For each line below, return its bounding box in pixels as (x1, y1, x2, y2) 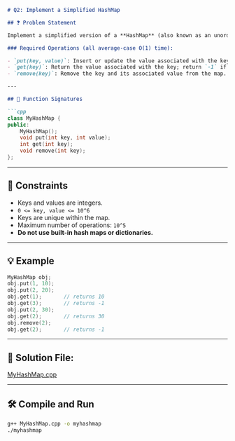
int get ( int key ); (20, 141, 73, 148)
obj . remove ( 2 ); (7, 319, 52, 326)
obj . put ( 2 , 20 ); (7, 287, 55, 294)
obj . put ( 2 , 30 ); (7, 306, 55, 313)
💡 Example (7, 255, 55, 267)
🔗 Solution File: (7, 351, 74, 364)
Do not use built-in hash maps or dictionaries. (17, 228, 154, 236)
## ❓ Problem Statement (7, 19, 77, 26)
